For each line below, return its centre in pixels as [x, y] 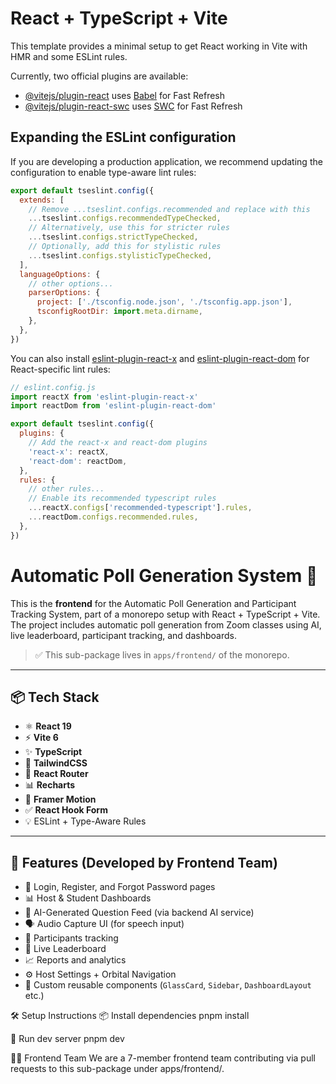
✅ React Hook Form [66, 810]
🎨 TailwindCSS [56, 763]
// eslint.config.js [53, 387]
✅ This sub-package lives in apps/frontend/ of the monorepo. [162, 654]
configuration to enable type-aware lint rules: [103, 172]
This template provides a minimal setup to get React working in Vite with [159, 46]
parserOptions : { [64, 293]
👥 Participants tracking [71, 938]
